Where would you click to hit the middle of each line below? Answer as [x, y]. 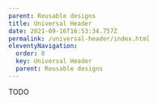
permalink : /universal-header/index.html [79, 39]
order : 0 [30, 54]
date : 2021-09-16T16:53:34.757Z [63, 31]
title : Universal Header [50, 24]
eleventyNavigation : [43, 46]
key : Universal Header [54, 62]
